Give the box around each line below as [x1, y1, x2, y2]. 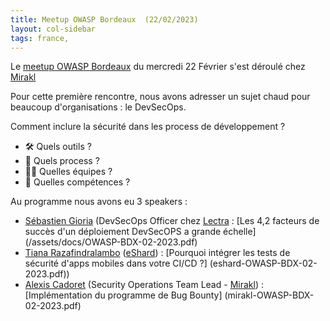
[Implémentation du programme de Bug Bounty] [24, 289, 223, 301]
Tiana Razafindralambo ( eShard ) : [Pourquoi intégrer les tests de [24, 247, 291, 259]
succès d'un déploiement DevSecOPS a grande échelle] [24, 226, 257, 238]
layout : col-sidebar [10, 24, 97, 34]
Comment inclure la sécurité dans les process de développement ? [10, 121, 286, 133]
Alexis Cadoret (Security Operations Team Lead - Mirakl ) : [24, 279, 264, 291]
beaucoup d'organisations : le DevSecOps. [10, 101, 187, 113]
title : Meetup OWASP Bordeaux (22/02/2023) [10, 14, 199, 25]
